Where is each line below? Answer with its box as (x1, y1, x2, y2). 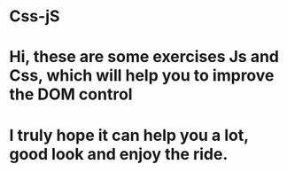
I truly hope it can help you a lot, (9, 125, 250, 145)
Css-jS (9, 6, 60, 27)
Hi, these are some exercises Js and (9, 47, 280, 67)
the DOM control (9, 84, 133, 105)
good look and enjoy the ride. (9, 144, 229, 164)
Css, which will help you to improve (9, 66, 275, 86)
